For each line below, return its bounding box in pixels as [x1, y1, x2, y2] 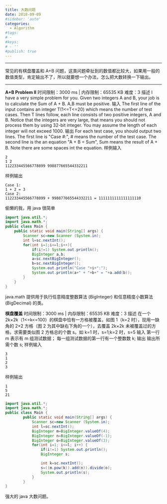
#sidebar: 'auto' [5, 16, 41, 21]
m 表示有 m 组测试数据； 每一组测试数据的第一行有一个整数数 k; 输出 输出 [5, 335, 156, 341]
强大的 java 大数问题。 [5, 494, 51, 500]
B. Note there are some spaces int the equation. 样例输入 [5, 144, 122, 150]
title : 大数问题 [5, 7, 36, 12]
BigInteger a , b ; [31, 252, 66, 257]
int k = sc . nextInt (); [40, 461, 83, 466]
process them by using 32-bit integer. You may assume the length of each [5, 122, 157, 128]
